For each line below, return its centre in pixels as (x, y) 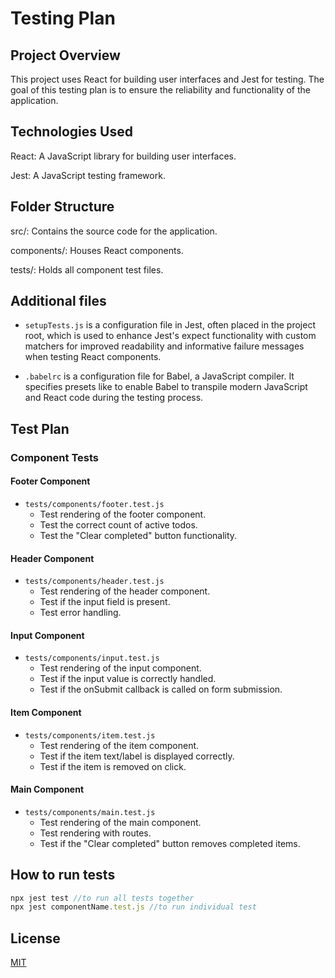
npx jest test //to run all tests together (102, 898)
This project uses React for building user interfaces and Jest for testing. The (167, 79)
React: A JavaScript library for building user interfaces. (123, 156)
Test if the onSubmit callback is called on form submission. (161, 689)
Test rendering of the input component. (120, 668)
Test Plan (40, 428)
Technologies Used (71, 132)
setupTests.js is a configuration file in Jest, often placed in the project (170, 325)
